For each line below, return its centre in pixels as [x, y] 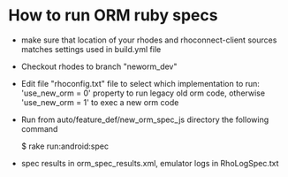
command [39, 128]
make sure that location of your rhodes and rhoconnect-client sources [149, 40]
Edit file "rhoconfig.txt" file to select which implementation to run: [140, 83]
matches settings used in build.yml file [91, 49]
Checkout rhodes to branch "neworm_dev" [99, 66]
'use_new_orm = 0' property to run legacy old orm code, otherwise [143, 93]
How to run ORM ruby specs [113, 15]
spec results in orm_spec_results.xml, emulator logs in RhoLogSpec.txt [150, 163]
